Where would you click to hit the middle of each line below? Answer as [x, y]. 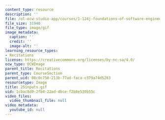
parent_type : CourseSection [34, 73]
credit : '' [21, 42]
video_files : [18, 96]
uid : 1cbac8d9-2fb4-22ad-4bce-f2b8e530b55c [50, 92]
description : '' [22, 14]
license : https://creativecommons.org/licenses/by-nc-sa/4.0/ [70, 60]
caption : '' [22, 37]
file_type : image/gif [27, 28]
